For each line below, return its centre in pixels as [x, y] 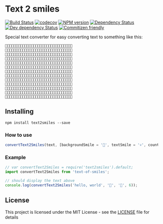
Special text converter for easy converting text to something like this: [74, 37]
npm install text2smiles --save [38, 123]
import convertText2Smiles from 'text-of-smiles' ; [57, 172]
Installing [19, 112]
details [12, 217]
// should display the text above [40, 180]
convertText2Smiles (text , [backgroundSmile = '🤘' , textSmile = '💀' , [76, 145]
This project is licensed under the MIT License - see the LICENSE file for [77, 212]
